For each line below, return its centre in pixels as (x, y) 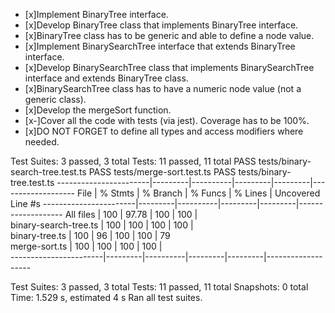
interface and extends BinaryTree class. (106, 78)
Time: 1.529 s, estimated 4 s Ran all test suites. (106, 297)
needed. (42, 142)
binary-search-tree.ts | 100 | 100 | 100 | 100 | (102, 225)
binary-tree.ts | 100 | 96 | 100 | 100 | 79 (90, 235)
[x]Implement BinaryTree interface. (96, 14)
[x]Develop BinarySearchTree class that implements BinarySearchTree (169, 67)
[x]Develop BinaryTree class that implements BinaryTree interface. (161, 25)
